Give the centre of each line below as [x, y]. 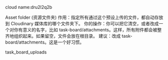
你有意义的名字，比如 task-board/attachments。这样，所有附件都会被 [86, 30]
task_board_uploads [26, 52]
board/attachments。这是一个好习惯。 [45, 42]
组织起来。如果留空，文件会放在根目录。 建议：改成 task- [73, 36]
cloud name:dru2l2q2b [29, 7]
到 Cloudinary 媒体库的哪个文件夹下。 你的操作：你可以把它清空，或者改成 [82, 24]
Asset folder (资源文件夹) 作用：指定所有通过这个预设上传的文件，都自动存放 [84, 17]
